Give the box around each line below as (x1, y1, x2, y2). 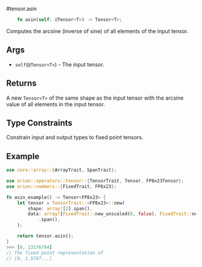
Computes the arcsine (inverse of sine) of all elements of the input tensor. (6, 27, 189, 35)
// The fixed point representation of (6, 250, 103, 256)
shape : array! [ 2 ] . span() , (28, 205, 93, 212)
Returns (6, 78, 37, 89)
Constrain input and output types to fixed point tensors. (6, 134, 144, 141)
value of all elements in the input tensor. (6, 100, 105, 107)
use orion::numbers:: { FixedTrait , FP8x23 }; (6, 183, 117, 190)
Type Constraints (6, 118, 73, 128)
